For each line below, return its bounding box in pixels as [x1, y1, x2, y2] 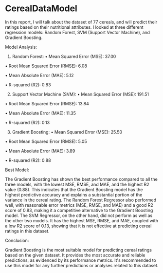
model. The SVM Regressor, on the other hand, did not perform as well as [5, 213, 153, 218]
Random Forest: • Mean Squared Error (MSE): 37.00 [12, 53, 116, 59]
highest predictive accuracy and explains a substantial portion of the [5, 192, 143, 197]
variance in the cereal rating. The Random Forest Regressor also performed [5, 197, 157, 203]
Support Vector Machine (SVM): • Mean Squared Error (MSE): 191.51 [12, 91, 149, 97]
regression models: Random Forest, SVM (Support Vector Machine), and [5, 29, 150, 35]
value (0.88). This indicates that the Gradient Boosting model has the [5, 186, 143, 193]
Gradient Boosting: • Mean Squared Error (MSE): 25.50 [12, 129, 123, 135]
